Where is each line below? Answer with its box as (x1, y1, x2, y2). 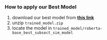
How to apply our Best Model (5, 3, 77, 10)
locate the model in (12, 25, 52, 31)
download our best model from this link (12, 15, 94, 21)
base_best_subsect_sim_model (12, 31, 73, 36)
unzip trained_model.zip (12, 20, 63, 26)
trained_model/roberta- (53, 26, 102, 31)
